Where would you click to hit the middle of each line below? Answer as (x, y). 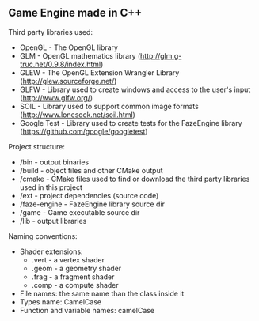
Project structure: (37, 146)
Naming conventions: (43, 236)
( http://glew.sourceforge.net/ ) (68, 81)
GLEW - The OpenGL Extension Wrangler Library (99, 72)
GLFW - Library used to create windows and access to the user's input (135, 89)
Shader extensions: (51, 251)
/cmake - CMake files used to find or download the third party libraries (135, 179)
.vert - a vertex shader (68, 259)
